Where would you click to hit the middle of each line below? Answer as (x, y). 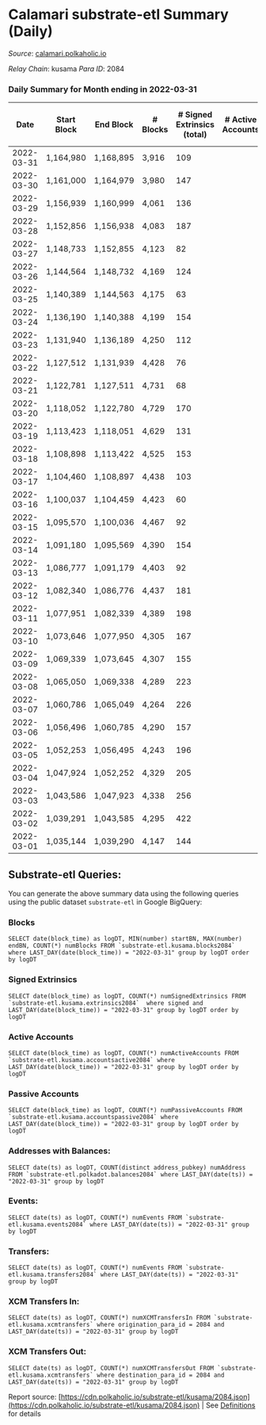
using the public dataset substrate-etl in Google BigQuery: (105, 902)
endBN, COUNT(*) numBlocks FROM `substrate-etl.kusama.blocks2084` (122, 946)
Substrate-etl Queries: (65, 875)
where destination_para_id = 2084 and (160, 1375)
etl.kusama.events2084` (47, 1224)
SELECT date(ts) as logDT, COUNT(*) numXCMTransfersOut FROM (111, 1368)
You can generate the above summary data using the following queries (123, 894)
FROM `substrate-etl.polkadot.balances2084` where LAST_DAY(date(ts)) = (131, 1175)
